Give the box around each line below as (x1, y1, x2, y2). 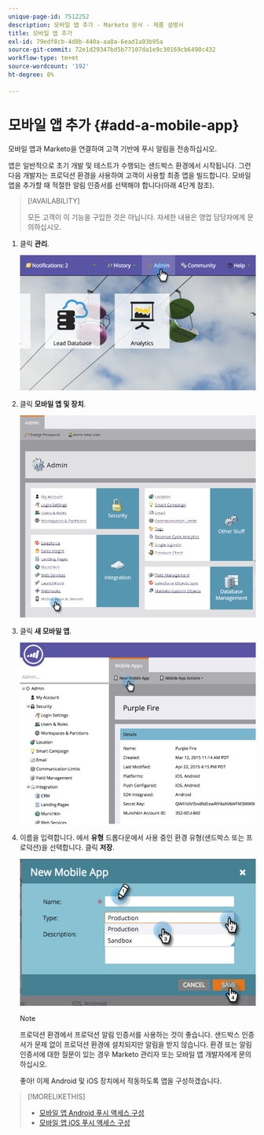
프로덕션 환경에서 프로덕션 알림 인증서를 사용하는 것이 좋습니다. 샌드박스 (19, 1030, 240, 1040)
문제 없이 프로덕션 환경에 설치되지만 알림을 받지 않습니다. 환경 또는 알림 (34, 1040, 253, 1049)
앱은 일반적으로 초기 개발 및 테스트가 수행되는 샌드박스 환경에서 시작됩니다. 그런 (8, 160, 251, 170)
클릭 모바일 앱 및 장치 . (19, 400, 86, 409)
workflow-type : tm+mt (8, 54, 79, 62)
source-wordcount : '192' (8, 63, 90, 71)
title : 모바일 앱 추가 (8, 29, 73, 37)
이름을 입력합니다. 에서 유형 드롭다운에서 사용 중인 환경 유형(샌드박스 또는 (19, 833, 245, 842)
